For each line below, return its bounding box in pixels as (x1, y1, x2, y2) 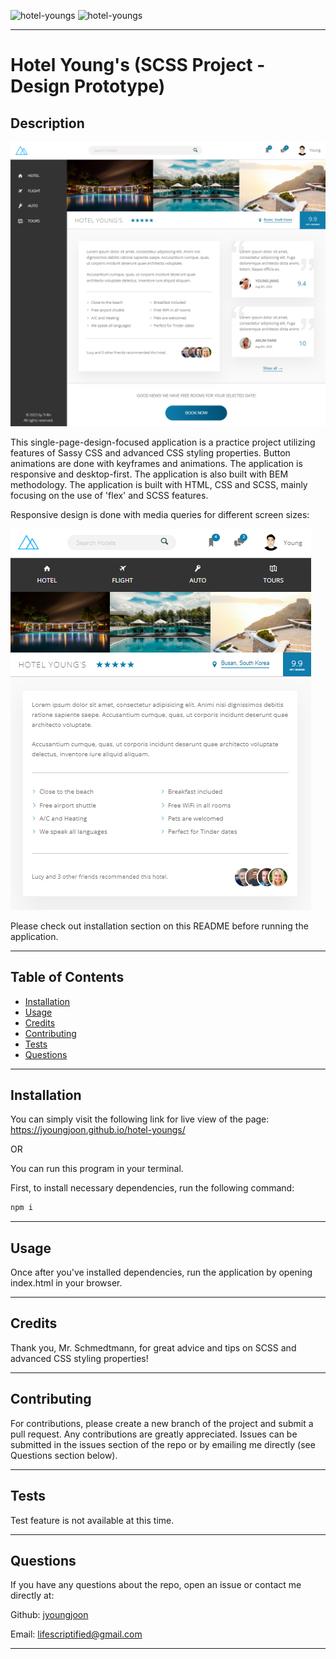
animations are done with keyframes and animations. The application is (10, 457, 303, 469)
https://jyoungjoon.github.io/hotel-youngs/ (10, 1124, 186, 1136)
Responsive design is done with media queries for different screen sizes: (10, 508, 310, 520)
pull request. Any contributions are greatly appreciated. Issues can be (10, 1428, 298, 1440)
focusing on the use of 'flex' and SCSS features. (10, 489, 209, 501)
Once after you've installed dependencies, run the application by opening (10, 1266, 313, 1279)
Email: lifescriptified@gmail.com (10, 1628, 143, 1640)
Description (10, 115, 85, 132)
